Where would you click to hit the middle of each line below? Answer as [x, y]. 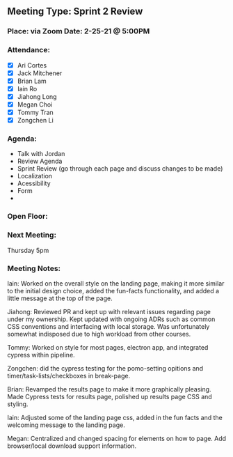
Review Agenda [40, 161]
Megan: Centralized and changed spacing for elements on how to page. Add [117, 438]
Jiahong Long [37, 96]
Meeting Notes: [34, 268]
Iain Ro [27, 88]
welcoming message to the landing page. [66, 425]
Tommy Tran [35, 112]
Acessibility [34, 183]
